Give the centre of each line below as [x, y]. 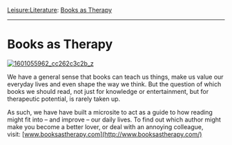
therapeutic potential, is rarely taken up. [64, 99]
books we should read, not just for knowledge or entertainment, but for [108, 91]
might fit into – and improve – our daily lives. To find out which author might [114, 119]
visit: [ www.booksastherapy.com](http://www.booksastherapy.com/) [105, 134]
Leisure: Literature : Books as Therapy [60, 10]
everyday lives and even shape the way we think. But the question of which [114, 84]
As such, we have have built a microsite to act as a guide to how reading [110, 112]
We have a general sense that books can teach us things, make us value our [115, 77]
